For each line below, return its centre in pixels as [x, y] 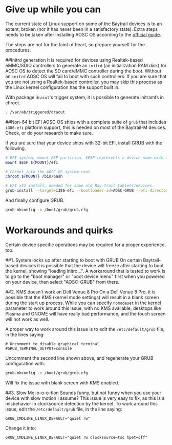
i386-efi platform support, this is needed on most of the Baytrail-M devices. [86, 127]
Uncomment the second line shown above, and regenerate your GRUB [79, 358]
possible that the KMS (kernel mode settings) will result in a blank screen [82, 297]
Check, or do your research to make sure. [49, 133]
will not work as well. [27, 319]
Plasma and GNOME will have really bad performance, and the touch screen [85, 313]
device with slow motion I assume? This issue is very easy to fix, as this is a [85, 398]
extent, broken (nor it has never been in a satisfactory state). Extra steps [81, 29]
